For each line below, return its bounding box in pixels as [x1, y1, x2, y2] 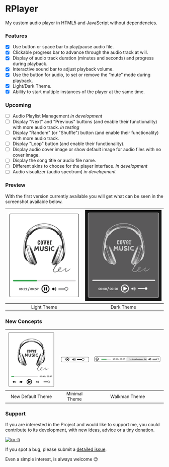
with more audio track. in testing [12, 124, 79, 130]
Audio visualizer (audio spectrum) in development [12, 169, 116, 175]
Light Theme [31, 304, 57, 310]
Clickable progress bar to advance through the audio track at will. [12, 49, 148, 55]
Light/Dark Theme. [12, 83, 52, 89]
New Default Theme [11, 393, 52, 399]
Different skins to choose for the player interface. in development [12, 163, 148, 169]
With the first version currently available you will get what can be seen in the [5, 193, 163, 199]
